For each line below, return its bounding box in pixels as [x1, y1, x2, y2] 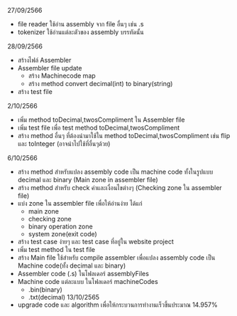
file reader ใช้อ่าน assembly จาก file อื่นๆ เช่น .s [17, 20, 144, 28]
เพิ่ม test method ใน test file [17, 246, 96, 253]
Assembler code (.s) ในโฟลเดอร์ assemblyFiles [17, 270, 149, 278]
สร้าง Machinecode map [28, 71, 96, 80]
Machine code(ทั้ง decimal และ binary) [17, 261, 126, 270]
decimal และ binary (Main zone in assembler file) [17, 176, 158, 184]
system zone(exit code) [28, 230, 97, 238]
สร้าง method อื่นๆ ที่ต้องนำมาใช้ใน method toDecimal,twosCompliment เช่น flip [17, 132, 231, 139]
